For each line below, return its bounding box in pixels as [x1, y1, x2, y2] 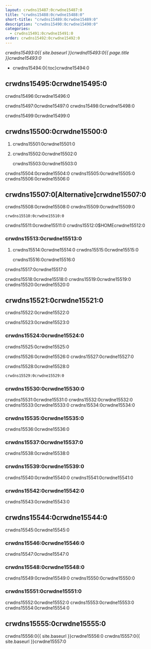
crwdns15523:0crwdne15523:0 [5, 319, 70, 326]
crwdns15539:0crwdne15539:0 [5, 463, 84, 470]
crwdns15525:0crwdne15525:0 [5, 343, 69, 350]
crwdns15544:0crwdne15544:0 [5, 513, 108, 522]
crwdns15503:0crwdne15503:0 [12, 160, 77, 166]
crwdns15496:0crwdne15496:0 [5, 93, 70, 99]
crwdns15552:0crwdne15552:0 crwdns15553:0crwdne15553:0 [5, 599, 135, 605]
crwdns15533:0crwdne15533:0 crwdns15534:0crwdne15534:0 [5, 402, 135, 408]
